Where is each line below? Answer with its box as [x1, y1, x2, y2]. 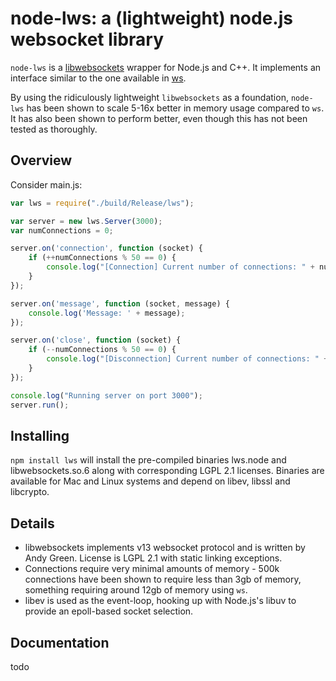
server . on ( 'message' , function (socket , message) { [10, 298, 230, 309]
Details [10, 515, 55, 532]
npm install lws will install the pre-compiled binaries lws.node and [10, 454, 287, 466]
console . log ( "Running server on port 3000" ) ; [10, 390, 203, 401]
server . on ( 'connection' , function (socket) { [10, 243, 203, 254]
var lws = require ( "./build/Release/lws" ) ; [10, 198, 195, 208]
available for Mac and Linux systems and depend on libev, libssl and [10, 475, 291, 487]
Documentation [10, 634, 110, 651]
